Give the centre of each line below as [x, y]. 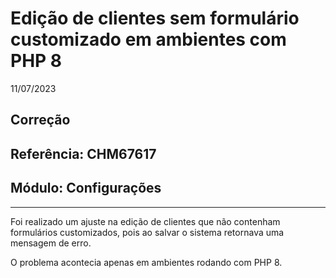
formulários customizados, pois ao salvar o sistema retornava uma [147, 232]
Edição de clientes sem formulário [155, 18]
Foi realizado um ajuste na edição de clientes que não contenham [145, 221]
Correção [40, 120]
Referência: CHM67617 [83, 153]
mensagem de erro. [51, 243]
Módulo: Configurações [86, 188]
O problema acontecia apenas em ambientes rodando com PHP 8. [146, 262]
